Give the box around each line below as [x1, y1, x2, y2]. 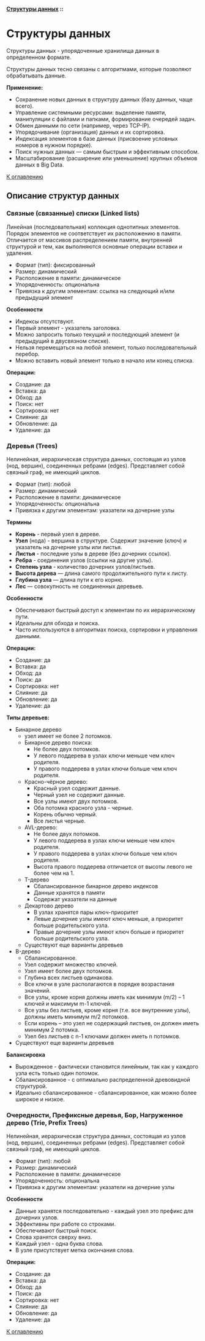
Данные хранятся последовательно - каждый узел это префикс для [15, 1207, 194, 1215]
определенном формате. [6, 53, 72, 61]
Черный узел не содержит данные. [33, 791, 125, 798]
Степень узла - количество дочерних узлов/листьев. [15, 563, 155, 570]
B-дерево [15, 947, 41, 955]
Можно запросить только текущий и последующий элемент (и [15, 330, 179, 338]
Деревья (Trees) [6, 442, 58, 450]
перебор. [15, 350, 40, 358]
